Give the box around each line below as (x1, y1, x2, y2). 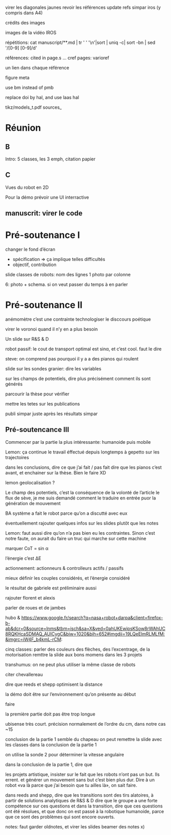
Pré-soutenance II (5, 299, 83, 311)
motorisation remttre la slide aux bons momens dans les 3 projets (5, 651, 142, 658)
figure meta (5, 75, 30, 81)
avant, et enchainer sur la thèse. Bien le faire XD (5, 469, 106, 475)
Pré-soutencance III (5, 425, 70, 434)
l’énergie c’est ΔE (5, 555, 42, 561)
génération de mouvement (5, 500, 61, 506)
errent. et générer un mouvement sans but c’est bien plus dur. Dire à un (5, 776, 155, 783)
